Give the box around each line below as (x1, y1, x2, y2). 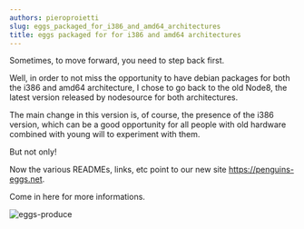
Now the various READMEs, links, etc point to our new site (9, 164, 227, 175)
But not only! (9, 146, 57, 157)
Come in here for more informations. (9, 192, 145, 203)
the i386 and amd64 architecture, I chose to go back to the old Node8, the (9, 83, 288, 94)
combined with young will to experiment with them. (9, 129, 201, 140)
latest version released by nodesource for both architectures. (9, 92, 239, 103)
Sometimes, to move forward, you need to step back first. (9, 55, 225, 66)
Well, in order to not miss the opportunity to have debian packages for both (9, 73, 290, 84)
